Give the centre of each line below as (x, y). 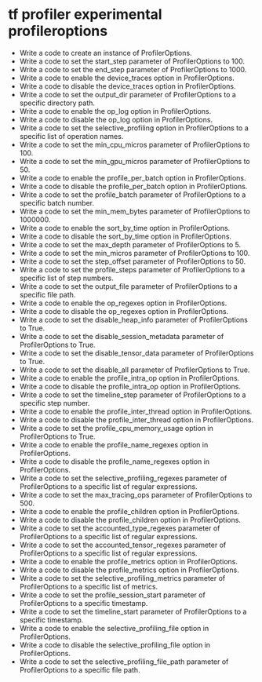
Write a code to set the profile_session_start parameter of (112, 595)
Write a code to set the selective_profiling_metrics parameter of (122, 578)
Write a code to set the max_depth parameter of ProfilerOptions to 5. (130, 244)
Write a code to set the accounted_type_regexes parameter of (120, 528)
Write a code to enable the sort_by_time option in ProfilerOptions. (125, 228)
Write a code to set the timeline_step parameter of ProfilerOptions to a (133, 395)
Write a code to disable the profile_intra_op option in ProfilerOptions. (130, 386)
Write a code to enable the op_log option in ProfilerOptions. (115, 111)
